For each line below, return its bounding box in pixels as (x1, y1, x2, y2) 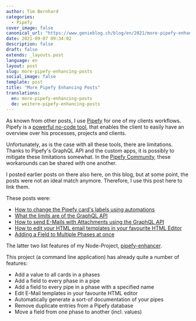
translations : (6, 90, 41, 96)
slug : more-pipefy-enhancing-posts (6, 68, 93, 74)
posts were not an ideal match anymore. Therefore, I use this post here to (6, 177, 183, 184)
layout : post (6, 63, 38, 69)
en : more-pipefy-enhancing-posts (11, 95, 93, 101)
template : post (6, 80, 43, 85)
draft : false (6, 47, 38, 53)
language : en (6, 57, 38, 63)
